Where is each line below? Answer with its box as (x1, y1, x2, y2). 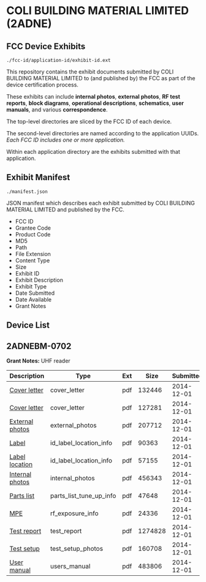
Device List (6, 320, 50, 331)
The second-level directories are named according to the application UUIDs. (6, 130, 199, 137)
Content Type (15, 257, 50, 264)
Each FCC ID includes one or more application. (6, 136, 125, 143)
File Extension (15, 250, 51, 257)
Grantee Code (15, 224, 51, 232)
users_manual (50, 562, 91, 570)
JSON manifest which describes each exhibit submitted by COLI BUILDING (6, 199, 195, 206)
